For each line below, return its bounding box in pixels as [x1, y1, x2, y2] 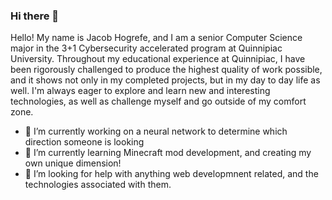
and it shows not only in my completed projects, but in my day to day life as [10, 74, 321, 86]
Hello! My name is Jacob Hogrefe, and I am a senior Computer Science [10, 32, 303, 44]
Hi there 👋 [10, 9, 60, 23]
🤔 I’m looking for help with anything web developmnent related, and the [24, 168, 319, 180]
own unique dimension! [24, 157, 122, 169]
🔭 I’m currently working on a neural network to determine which [24, 125, 288, 138]
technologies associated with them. [24, 179, 172, 191]
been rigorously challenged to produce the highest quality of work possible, [10, 64, 323, 76]
